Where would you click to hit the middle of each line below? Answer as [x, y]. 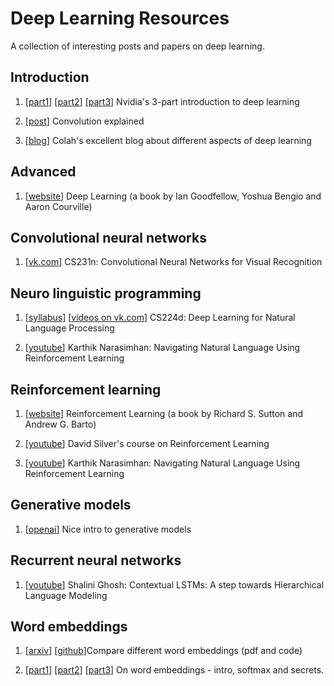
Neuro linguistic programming [106, 293]
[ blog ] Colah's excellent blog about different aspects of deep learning [168, 140]
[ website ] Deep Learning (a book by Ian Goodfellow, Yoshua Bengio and [173, 196]
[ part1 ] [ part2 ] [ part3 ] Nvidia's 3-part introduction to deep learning [162, 101]
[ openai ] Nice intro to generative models [108, 529]
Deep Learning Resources [120, 18]
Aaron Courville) [58, 206]
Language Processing [69, 328]
